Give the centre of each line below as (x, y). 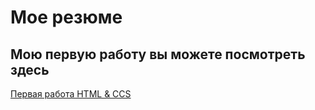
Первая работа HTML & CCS (71, 94)
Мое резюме (66, 17)
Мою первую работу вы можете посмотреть (158, 54)
